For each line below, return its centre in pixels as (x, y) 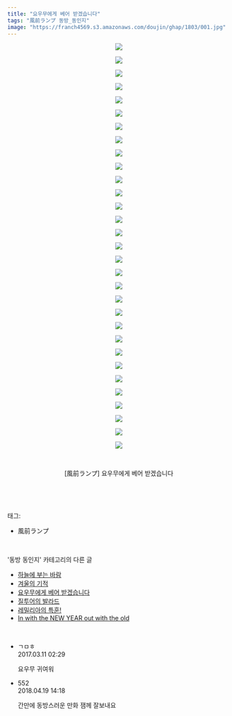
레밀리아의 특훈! (39, 610)
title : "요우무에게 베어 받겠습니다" (54, 14)
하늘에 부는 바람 (39, 575)
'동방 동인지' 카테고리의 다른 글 (50, 559)
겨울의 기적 (33, 584)
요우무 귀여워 (36, 669)
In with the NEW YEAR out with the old (73, 618)
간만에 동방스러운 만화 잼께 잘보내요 (67, 705)
